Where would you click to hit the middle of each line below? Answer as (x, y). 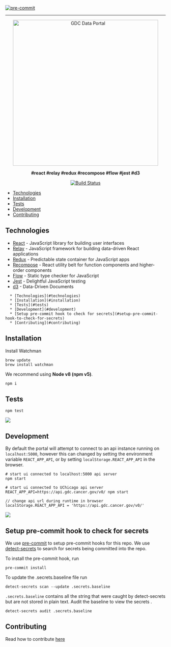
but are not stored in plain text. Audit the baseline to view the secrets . (79, 602)
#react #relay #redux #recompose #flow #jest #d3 (85, 173)
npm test (15, 411)
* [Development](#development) (43, 309)
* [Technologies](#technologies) (45, 296)
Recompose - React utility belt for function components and (75, 265)
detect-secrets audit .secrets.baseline (49, 611)
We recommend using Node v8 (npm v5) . (49, 374)
